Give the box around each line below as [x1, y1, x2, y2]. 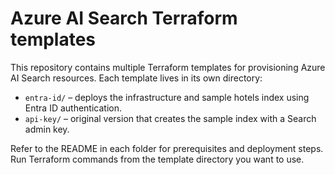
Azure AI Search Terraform [10, 7, 238, 30]
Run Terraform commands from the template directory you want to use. [10, 153, 305, 165]
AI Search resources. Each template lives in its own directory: [10, 72, 263, 84]
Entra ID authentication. [24, 102, 123, 114]
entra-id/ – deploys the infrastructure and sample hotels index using [24, 91, 310, 103]
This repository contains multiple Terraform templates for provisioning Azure [10, 61, 326, 73]
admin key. [24, 123, 70, 135]
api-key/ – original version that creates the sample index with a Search [24, 112, 317, 124]
